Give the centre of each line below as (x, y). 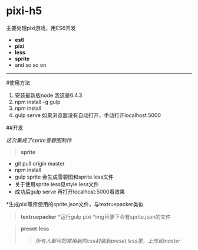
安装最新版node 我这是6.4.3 (48, 95)
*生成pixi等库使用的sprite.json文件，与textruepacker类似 (75, 204)
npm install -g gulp (37, 102)
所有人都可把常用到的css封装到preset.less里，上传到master (108, 241)
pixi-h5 (24, 11)
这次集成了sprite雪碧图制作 (39, 140)
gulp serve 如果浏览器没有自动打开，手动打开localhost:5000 (88, 115)
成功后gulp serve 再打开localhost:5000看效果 (70, 191)
